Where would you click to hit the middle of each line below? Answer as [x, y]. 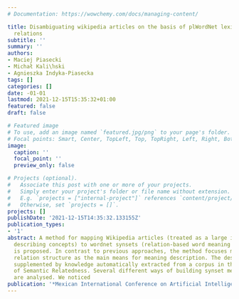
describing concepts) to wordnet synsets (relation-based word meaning [122, 244]
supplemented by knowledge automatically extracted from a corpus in [119, 264]
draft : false [27, 113]
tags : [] [20, 80]
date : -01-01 [27, 93]
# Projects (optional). [43, 179]
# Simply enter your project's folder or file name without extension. [119, 192]
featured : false [31, 106]
